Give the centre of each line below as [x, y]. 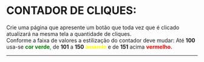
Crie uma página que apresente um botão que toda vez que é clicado [93, 27]
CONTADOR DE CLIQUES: [71, 11]
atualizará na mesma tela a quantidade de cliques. [69, 33]
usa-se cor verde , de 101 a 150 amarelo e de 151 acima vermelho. [90, 47]
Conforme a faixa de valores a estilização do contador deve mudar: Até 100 [101, 40]
